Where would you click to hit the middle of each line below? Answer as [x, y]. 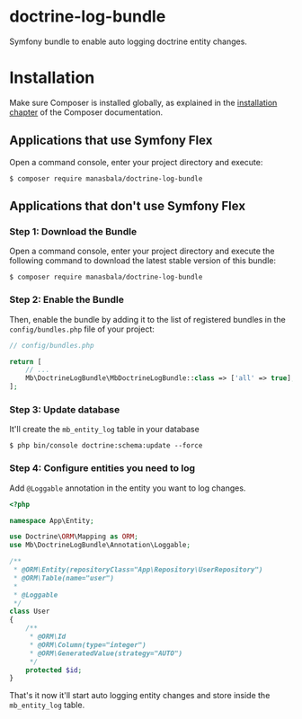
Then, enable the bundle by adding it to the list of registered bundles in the [147, 319]
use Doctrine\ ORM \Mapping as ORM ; [74, 537]
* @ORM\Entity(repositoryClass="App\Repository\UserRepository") [138, 570]
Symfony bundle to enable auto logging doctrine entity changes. [128, 41]
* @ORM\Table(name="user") [64, 578]
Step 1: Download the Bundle [73, 231]
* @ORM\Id [48, 637]
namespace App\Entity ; [52, 520]
